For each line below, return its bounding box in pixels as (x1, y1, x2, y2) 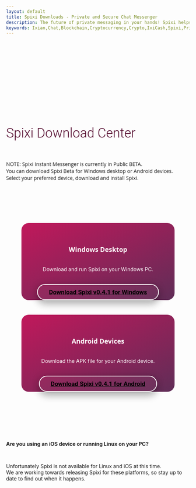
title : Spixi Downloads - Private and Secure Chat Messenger (6, 14, 158, 20)
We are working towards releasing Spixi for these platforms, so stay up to (6, 469, 183, 476)
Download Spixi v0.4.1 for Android (50, 379, 146, 387)
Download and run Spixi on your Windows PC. (43, 265, 153, 272)
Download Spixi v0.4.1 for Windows (48, 288, 148, 296)
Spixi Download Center (6, 125, 136, 141)
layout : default (6, 8, 45, 15)
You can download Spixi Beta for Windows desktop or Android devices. (6, 167, 173, 175)
